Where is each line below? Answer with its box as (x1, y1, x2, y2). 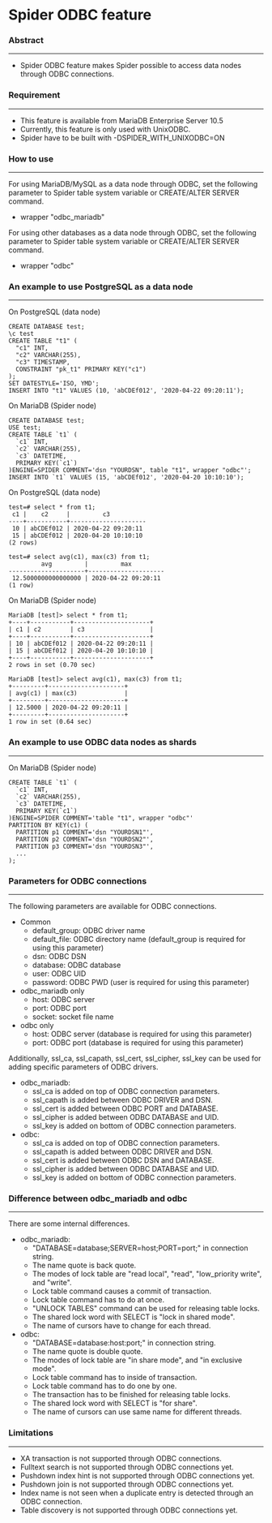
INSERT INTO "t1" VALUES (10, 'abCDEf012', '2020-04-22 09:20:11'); (8, 387, 244, 395)
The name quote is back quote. (32, 1260, 137, 1271)
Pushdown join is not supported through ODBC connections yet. (19, 1479, 235, 1489)
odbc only (19, 1020, 54, 1030)
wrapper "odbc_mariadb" (19, 213, 105, 222)
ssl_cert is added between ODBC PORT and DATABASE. (32, 1104, 219, 1113)
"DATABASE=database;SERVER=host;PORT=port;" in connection (32, 1243, 249, 1253)
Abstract (8, 35, 45, 46)
